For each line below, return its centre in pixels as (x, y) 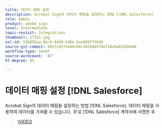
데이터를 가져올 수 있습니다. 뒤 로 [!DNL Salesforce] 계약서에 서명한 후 (87, 112)
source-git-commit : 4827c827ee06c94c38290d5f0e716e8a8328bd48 (71, 47)
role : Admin (17, 19)
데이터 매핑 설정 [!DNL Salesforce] (74, 91)
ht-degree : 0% (20, 61)
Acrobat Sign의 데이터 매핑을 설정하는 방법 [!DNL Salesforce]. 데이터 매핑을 (80, 106)
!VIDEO (25, 122)
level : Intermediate (27, 28)
